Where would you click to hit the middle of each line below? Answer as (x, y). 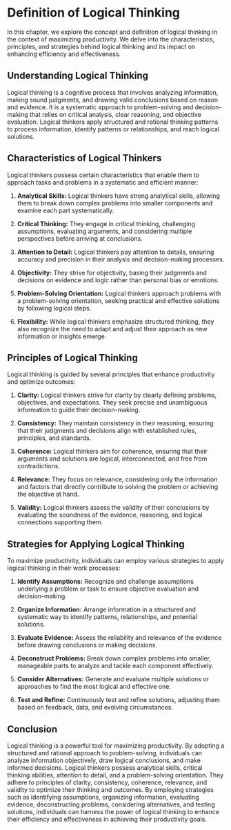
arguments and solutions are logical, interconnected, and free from (112, 459)
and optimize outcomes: (41, 382)
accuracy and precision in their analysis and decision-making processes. (121, 259)
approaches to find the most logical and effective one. (94, 687)
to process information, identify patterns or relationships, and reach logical (113, 129)
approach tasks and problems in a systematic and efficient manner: (103, 182)
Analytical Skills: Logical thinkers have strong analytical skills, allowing (119, 196)
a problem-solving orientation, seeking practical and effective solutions (118, 301)
